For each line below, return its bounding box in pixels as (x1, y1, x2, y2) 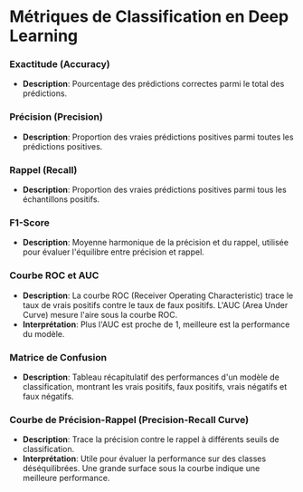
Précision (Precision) (9, 111, 104, 123)
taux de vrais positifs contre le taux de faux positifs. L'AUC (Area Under (22, 299, 289, 310)
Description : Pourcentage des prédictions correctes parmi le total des (22, 79, 285, 90)
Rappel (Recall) (9, 163, 78, 176)
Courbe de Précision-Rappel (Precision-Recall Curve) (9, 413, 250, 426)
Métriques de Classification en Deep (9, 6, 289, 27)
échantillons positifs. (22, 194, 100, 205)
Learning (9, 25, 79, 46)
